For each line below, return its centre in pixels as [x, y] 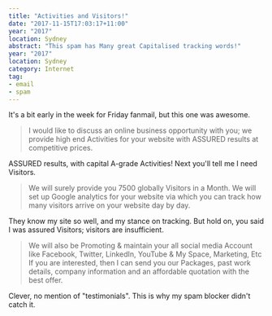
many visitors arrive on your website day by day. [109, 205]
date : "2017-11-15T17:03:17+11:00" [69, 24]
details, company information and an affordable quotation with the [139, 272]
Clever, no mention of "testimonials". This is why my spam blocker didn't [130, 296]
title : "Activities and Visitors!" [69, 16]
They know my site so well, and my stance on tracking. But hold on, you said [136, 222]
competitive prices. [60, 148]
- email [22, 84]
